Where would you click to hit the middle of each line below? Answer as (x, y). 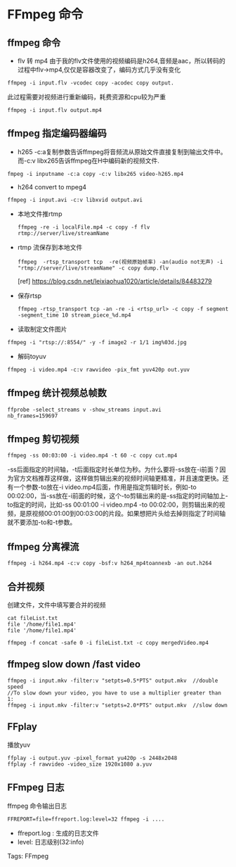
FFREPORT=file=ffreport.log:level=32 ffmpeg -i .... (86, 819)
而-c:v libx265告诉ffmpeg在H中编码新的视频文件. (88, 160)
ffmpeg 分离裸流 (43, 546)
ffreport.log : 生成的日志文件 (58, 833)
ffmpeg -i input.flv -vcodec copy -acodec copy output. (91, 83)
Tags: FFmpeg (28, 856)
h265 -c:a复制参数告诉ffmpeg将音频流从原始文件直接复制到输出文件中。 (122, 151)
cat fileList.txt (33, 619)
